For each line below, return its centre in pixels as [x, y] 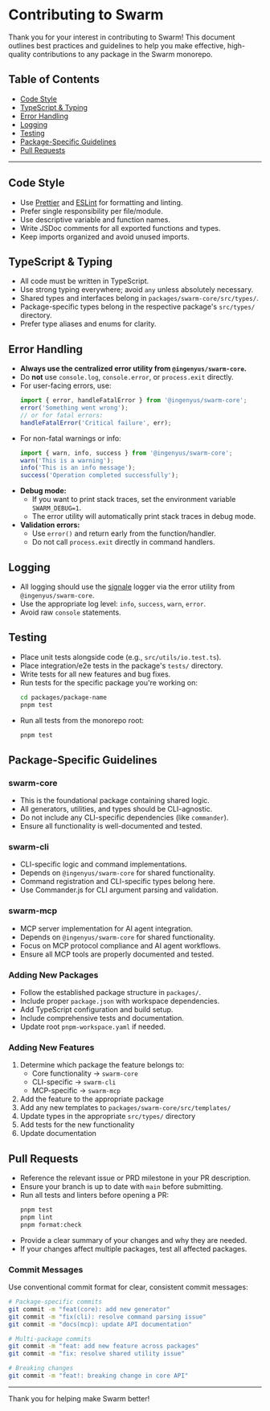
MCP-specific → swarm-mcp [76, 1091]
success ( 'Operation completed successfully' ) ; [99, 475]
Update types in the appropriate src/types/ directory [108, 1117]
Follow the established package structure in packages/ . [110, 993]
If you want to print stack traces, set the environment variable [134, 500]
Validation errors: [50, 525]
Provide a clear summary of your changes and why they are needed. [133, 1240]
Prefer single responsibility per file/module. [91, 211]
